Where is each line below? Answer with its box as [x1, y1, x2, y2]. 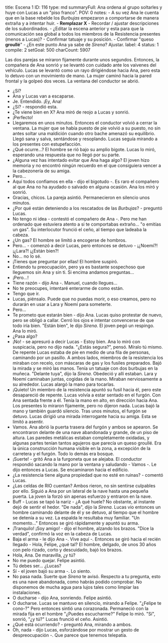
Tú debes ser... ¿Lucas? [12, 563, 62, 569]
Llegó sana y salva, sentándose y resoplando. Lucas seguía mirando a [12, 136, 158, 142]
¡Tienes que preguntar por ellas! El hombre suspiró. [12, 259, 119, 264]
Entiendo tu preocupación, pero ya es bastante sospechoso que [12, 264, 145, 270]
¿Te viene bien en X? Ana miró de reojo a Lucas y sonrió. [12, 109, 130, 115]
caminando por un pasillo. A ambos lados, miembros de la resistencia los [12, 355, 163, 361]
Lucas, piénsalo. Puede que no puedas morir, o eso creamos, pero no [12, 296, 156, 302]
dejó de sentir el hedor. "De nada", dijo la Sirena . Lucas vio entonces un [12, 504, 161, 510]
